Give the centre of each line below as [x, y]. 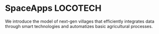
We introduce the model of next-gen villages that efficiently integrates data [80, 21]
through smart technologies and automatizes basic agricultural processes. [79, 26]
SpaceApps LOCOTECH [53, 8]
